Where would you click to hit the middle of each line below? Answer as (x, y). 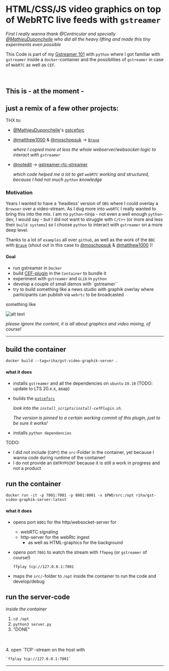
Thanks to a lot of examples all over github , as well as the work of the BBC (80, 240)
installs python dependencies (42, 433)
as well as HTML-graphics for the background (75, 542)
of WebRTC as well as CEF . (31, 65)
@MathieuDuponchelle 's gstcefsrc (49, 130)
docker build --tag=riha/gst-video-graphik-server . (62, 361)
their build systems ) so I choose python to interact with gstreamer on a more (84, 225)
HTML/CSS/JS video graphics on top (83, 9)
